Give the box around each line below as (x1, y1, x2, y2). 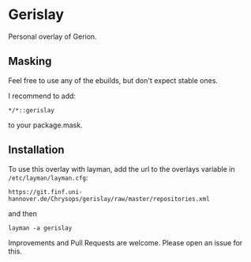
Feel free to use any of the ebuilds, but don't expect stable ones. (8, 75, 219, 85)
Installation (8, 143, 65, 157)
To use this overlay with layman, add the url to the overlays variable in (8, 164, 235, 173)
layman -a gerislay (8, 224, 73, 232)
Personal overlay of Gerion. (8, 32, 97, 41)
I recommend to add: (8, 91, 77, 101)
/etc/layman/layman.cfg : (8, 173, 88, 182)
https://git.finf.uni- (8, 188, 83, 196)
